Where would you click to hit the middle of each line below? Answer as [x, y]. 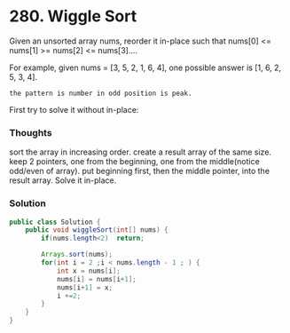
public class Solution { [55, 222]
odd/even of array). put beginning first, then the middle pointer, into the [140, 171]
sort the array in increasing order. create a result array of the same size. [141, 152]
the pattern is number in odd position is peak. [101, 93]
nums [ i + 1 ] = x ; [85, 287]
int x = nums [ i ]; [89, 271]
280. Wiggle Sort [73, 16]
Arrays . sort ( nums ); [77, 255]
